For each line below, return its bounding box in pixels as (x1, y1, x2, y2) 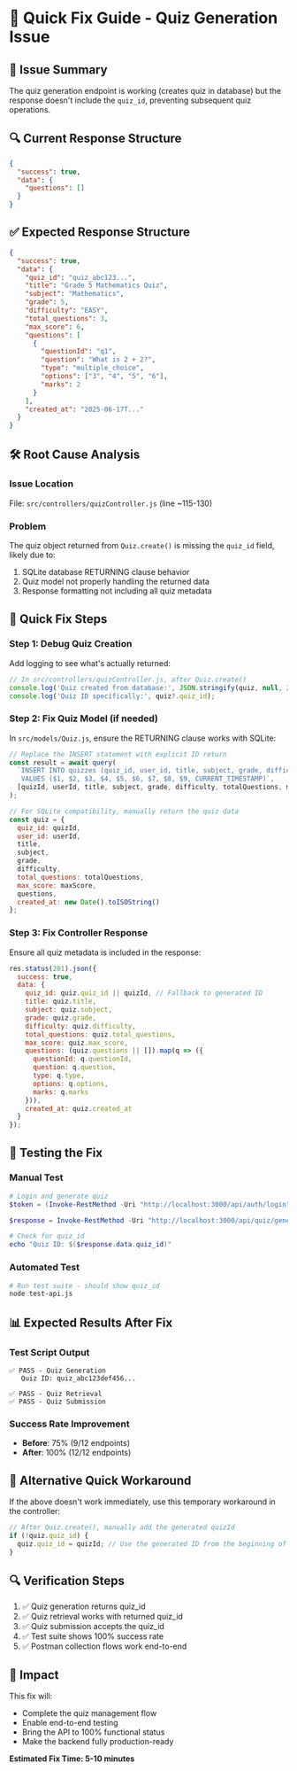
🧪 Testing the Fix (9, 1145, 103, 1160)
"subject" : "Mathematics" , (25, 290, 125, 299)
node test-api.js (9, 1289, 73, 1299)
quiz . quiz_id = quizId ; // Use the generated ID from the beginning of (17, 1539, 287, 1549)
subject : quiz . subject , (25, 1006, 113, 1014)
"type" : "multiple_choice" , (41, 363, 144, 373)
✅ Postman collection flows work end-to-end (21, 1641, 187, 1651)
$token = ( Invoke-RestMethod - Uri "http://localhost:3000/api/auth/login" (9, 1200, 291, 1208)
